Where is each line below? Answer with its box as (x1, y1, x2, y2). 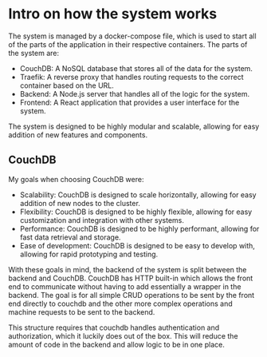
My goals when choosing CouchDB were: (8, 174, 144, 184)
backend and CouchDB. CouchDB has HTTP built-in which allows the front (8, 273, 253, 283)
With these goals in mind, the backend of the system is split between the (8, 264, 247, 274)
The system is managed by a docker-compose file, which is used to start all (8, 31, 257, 41)
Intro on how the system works (8, 5, 218, 23)
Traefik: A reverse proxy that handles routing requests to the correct (19, 72, 245, 81)
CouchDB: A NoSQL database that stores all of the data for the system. (19, 63, 253, 73)
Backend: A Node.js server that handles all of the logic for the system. (19, 89, 249, 98)
